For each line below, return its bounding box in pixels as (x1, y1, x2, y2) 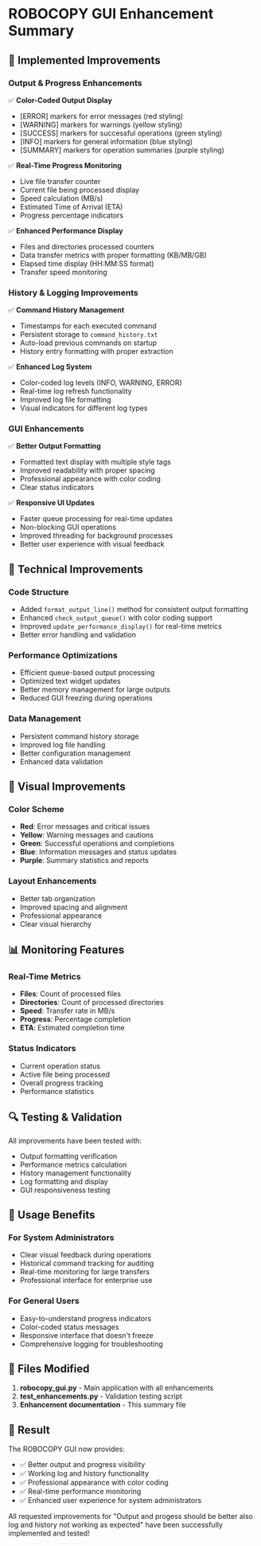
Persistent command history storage (19, 731, 139, 741)
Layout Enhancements (8, 876, 97, 887)
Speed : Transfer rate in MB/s (19, 1006, 115, 1016)
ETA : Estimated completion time (19, 1023, 125, 1033)
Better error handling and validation (19, 630, 137, 640)
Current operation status (19, 1061, 101, 1070)
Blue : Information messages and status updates (19, 847, 177, 857)
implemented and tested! (8, 1528, 90, 1538)
